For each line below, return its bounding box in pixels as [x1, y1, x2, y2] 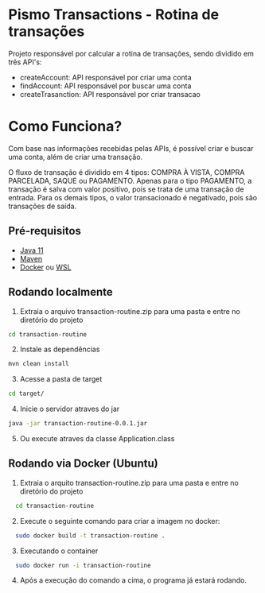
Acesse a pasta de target [19, 374, 103, 384]
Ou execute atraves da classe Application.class [19, 434, 175, 443]
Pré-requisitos [8, 224, 82, 238]
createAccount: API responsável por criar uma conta [19, 72, 193, 82]
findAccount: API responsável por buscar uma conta [19, 81, 192, 91]
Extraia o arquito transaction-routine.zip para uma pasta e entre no [19, 478, 239, 487]
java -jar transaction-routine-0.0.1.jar [8, 420, 148, 428]
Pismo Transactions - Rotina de [8, 6, 220, 24]
